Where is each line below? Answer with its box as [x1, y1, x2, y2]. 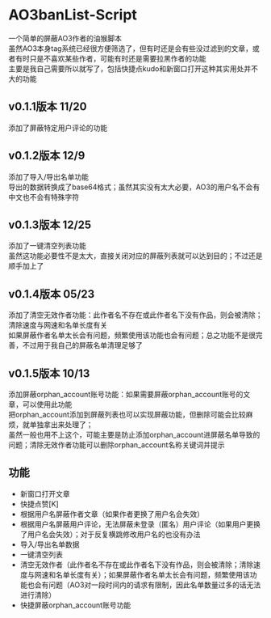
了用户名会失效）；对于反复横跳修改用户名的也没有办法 [19, 529, 201, 539]
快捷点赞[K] [19, 499, 59, 509]
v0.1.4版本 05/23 [8, 287, 95, 301]
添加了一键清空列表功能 [8, 241, 86, 251]
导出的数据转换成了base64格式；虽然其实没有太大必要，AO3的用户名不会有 [8, 182, 261, 192]
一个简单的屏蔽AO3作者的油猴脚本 [8, 33, 123, 43]
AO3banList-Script [8, 6, 137, 24]
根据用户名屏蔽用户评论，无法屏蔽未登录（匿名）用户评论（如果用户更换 [19, 519, 261, 529]
